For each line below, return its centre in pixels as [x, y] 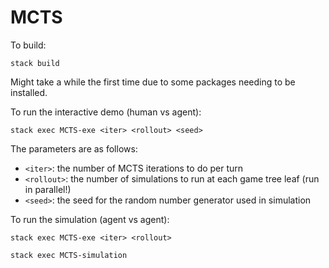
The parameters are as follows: [74, 148]
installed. [29, 92]
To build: [28, 45]
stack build [35, 63]
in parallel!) [48, 189]
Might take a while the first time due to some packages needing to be [153, 82]
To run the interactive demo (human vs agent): [106, 112]
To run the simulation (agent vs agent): [90, 219]
